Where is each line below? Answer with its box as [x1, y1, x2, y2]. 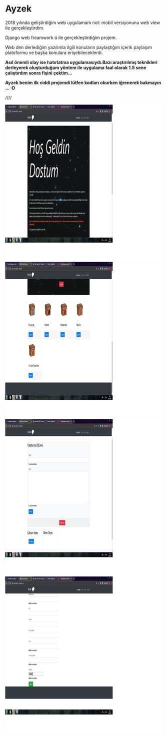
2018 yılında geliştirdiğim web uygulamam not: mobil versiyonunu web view [5, 20, 160, 26]
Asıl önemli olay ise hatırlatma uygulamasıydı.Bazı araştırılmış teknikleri [5, 59, 157, 65]
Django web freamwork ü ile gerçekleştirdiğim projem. [5, 35, 117, 41]
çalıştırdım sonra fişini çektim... [5, 70, 72, 76]
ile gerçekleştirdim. [5, 25, 44, 31]
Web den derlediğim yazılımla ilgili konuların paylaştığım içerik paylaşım [5, 44, 152, 50]
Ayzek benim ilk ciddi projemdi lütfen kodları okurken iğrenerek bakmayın [5, 80, 161, 86]
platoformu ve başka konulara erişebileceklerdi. [5, 50, 103, 56]
